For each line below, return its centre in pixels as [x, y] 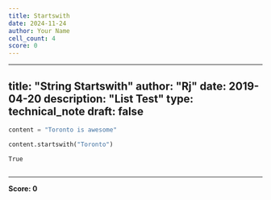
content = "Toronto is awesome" [63, 130]
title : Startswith [39, 16]
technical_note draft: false [76, 111]
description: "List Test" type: [119, 99]
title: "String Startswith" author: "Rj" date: [118, 86]
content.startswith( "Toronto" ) [61, 144]
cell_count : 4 [32, 38]
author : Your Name [39, 31]
